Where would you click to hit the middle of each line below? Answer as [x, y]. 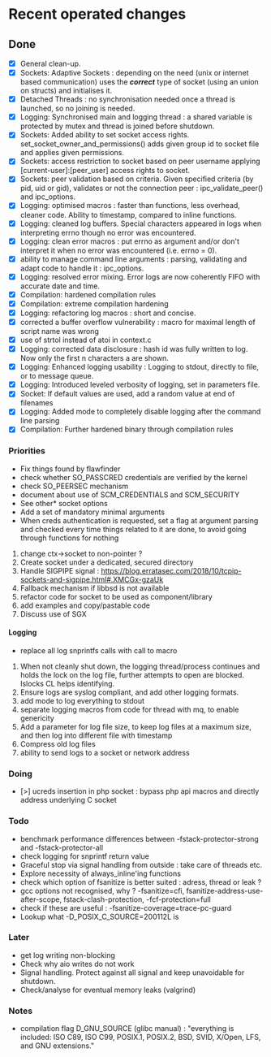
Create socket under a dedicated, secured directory [107, 562]
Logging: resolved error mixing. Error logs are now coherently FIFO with [140, 276]
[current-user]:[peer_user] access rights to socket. [105, 171]
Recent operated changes [97, 14]
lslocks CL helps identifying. [67, 683]
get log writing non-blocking [68, 955]
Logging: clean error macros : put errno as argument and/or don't [130, 241]
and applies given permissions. [72, 153]
